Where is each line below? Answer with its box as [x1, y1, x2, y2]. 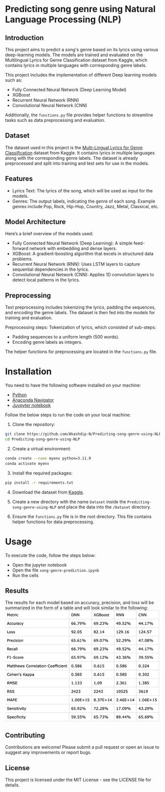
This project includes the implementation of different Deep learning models [5, 72, 157, 77]
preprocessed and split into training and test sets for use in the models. [5, 160, 149, 166]
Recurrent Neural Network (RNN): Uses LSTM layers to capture [12, 261, 140, 267]
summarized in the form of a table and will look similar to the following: [5, 605, 148, 611]
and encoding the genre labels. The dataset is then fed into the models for [5, 310, 155, 316]
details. [5, 782, 20, 788]
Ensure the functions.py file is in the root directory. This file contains [12, 513, 152, 519]
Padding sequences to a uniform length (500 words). [12, 334, 119, 340]
